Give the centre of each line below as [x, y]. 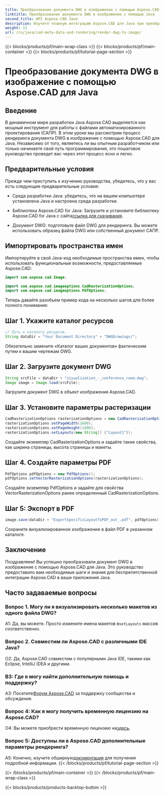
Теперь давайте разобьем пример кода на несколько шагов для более [80, 300]
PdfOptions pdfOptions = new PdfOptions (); [50, 474]
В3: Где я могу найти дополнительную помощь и [67, 677]
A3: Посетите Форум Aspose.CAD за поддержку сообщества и [70, 693]
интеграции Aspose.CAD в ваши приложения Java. [58, 577]
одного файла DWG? [31, 613]
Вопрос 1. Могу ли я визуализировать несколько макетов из [81, 607]
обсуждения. [19, 699]
